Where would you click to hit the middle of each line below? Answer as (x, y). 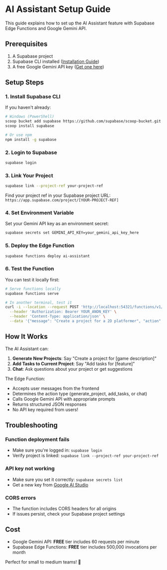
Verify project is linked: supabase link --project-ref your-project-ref (85, 456)
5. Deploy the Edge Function (40, 246)
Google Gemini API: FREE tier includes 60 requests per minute (76, 542)
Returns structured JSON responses (49, 404)
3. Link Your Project (29, 175)
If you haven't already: (28, 107)
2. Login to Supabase (31, 152)
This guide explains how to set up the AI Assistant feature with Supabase (80, 23)
